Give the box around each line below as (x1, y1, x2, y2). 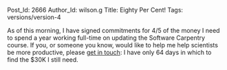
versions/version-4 (7, 13, 61, 21)
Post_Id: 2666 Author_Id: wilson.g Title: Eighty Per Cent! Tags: (7, 6, 184, 14)
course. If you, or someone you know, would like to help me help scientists (7, 41, 219, 49)
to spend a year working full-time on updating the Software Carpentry (7, 34, 205, 42)
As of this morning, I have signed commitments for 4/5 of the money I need (7, 27, 220, 34)
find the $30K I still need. (7, 56, 79, 64)
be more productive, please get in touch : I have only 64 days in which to (7, 48, 212, 56)
